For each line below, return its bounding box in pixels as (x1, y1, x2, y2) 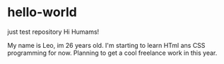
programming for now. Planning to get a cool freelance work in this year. (7, 49, 218, 57)
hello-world (7, 4, 78, 20)
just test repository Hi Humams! (7, 27, 100, 36)
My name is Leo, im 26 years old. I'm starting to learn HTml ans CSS (7, 41, 206, 49)
